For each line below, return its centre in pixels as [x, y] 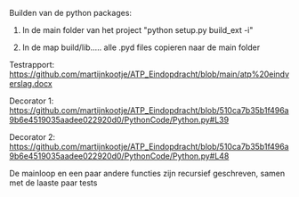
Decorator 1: [32, 101]
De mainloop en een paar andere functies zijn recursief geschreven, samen [147, 173]
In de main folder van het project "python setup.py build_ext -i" [137, 30]
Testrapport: [32, 65]
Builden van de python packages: [70, 13]
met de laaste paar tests [53, 183]
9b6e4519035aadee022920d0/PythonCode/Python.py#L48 [119, 156]
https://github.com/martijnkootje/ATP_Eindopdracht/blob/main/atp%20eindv [149, 74]
